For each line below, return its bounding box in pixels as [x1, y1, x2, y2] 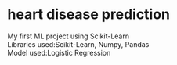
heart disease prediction [7, 5, 170, 23]
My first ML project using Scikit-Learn [7, 31, 130, 41]
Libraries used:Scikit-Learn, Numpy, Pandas [7, 39, 150, 49]
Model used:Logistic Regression [7, 48, 111, 57]
